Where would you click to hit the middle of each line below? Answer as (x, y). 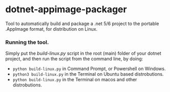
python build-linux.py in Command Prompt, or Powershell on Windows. (89, 69)
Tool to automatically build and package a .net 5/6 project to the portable (82, 24)
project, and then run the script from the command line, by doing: (74, 59)
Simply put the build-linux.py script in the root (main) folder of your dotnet (83, 53)
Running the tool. (27, 42)
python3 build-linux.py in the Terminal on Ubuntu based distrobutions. (88, 74)
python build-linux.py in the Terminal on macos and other (75, 80)
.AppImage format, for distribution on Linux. (51, 29)
